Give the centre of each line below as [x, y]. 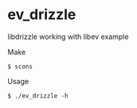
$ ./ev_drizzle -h [38, 96]
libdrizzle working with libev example [68, 37]
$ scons [20, 66]
